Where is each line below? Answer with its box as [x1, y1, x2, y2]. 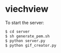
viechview [5, 3, 49, 15]
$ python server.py [5, 38, 46, 43]
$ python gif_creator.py [5, 43, 57, 48]
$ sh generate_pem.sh [5, 33, 50, 39]
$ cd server [5, 29, 30, 34]
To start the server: [5, 20, 45, 26]
